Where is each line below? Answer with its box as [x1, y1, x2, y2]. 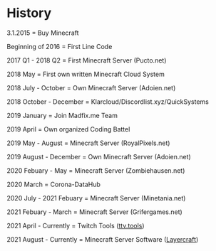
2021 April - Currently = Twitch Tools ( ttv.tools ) [6, 221, 145, 230]
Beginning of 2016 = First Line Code [6, 42, 113, 50]
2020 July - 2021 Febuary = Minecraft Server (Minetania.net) [6, 193, 186, 202]
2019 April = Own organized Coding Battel [6, 124, 130, 133]
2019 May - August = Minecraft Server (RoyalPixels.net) [6, 139, 170, 147]
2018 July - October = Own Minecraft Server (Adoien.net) [6, 83, 176, 92]
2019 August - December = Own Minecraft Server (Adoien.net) [6, 152, 192, 161]
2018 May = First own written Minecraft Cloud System [6, 70, 165, 78]
